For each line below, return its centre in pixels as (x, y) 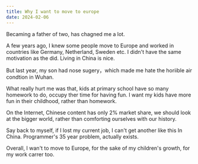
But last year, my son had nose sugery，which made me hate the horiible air (99, 70)
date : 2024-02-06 (28, 17)
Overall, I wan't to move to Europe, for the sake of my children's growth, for (98, 148)
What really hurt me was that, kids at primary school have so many (87, 88)
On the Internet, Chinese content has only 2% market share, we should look (99, 112)
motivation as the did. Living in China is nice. (61, 58)
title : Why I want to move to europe (53, 12)
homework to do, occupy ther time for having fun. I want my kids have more (99, 95)
